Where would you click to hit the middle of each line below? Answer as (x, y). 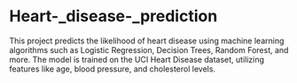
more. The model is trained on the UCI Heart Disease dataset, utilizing (137, 59)
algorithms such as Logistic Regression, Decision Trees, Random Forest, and (149, 49)
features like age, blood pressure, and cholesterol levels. (112, 69)
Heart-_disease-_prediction (113, 16)
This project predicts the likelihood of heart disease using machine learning (147, 41)
